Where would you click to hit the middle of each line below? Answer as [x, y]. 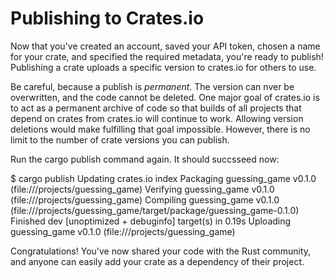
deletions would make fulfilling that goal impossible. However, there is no [160, 129]
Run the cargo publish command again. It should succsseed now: [145, 159]
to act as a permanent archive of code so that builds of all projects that [156, 108]
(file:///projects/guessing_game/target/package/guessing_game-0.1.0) [155, 210]
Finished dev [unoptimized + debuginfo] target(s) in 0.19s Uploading [151, 221]
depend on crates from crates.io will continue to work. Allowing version [157, 118]
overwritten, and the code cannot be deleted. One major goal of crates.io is [165, 97]
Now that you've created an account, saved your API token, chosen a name [165, 46]
